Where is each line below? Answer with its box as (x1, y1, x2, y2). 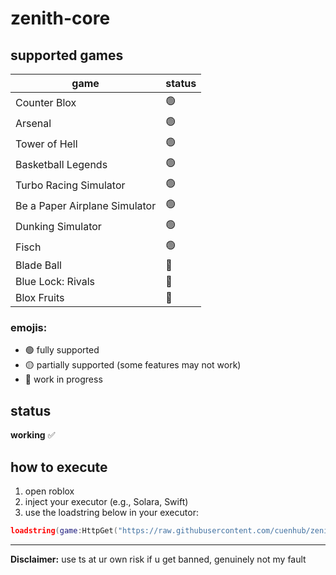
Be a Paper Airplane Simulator (15, 198, 157, 212)
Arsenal (15, 116, 52, 130)
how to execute (10, 458, 108, 476)
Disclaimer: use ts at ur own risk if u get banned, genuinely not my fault (10, 553, 307, 565)
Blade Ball (15, 258, 62, 272)
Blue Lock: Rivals (15, 275, 95, 288)
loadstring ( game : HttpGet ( (10, 525, 118, 536)
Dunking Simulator (15, 219, 102, 233)
